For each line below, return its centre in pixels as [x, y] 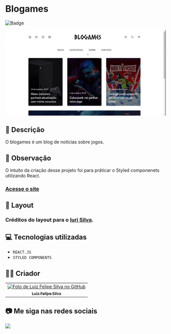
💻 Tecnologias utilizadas [46, 237]
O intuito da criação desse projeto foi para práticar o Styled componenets [82, 170]
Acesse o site [22, 189]
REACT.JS [22, 252]
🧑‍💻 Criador [23, 273]
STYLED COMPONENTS [32, 258]
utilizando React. [23, 176]
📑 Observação [28, 158]
